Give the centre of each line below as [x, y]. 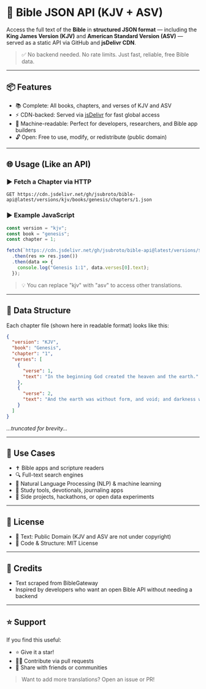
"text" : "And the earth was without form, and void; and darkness [109, 399]
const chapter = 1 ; [31, 239]
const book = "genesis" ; [38, 234]
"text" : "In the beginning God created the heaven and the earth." [111, 376]
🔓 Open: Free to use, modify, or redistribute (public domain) [91, 137]
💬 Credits [25, 568]
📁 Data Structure [39, 310]
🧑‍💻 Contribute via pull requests [54, 661]
